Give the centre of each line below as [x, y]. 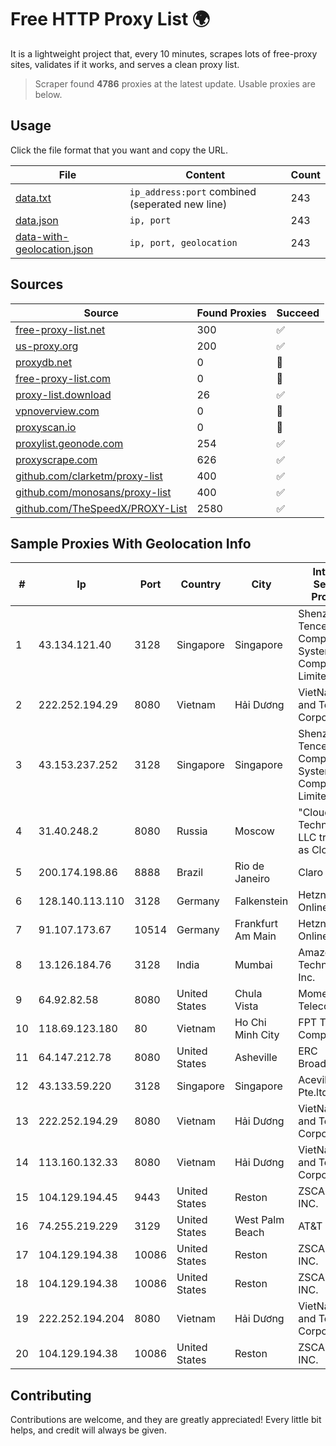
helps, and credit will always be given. [88, 1430]
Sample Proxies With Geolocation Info [131, 543]
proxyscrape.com [56, 459]
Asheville [256, 1058]
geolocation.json [54, 249]
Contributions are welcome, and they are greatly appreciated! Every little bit [166, 1420]
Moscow [254, 831]
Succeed [298, 313]
